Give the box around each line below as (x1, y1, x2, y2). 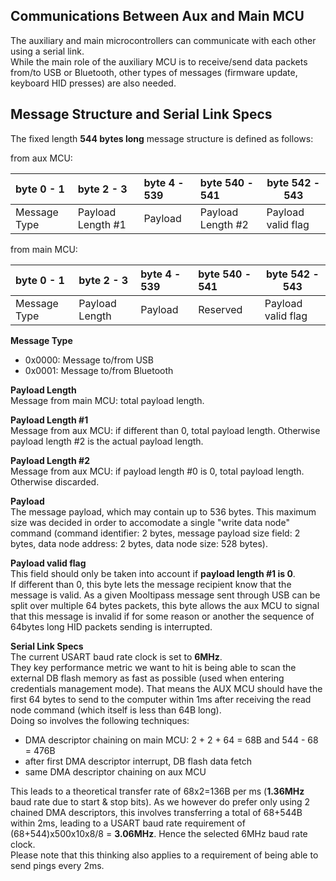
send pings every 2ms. (10, 859, 105, 871)
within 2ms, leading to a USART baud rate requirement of (10, 817, 246, 829)
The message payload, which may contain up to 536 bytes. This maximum (10, 505, 317, 518)
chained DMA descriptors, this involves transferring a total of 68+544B (10, 806, 303, 818)
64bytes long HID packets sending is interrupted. (10, 620, 213, 633)
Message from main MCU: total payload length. (10, 394, 205, 406)
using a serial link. (10, 45, 85, 57)
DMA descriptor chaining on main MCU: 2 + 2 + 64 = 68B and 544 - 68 (24, 734, 319, 746)
